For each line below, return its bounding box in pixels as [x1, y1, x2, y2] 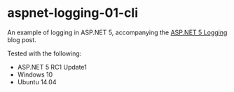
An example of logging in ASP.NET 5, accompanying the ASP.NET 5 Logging [7, 28, 228, 37]
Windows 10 [17, 70, 53, 79]
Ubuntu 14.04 [17, 77, 57, 86]
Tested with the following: [7, 49, 82, 58]
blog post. [7, 35, 36, 44]
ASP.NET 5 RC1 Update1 [17, 63, 88, 71]
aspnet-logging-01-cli [7, 5, 139, 21]
